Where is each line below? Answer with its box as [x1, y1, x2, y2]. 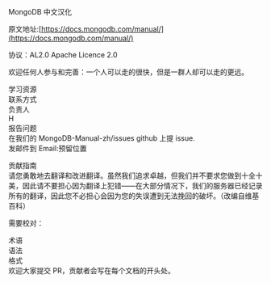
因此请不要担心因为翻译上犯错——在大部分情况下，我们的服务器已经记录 [22, 181, 263, 190]
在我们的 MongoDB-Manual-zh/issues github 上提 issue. [8, 133, 195, 143]
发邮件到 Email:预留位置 [8, 144, 87, 153]
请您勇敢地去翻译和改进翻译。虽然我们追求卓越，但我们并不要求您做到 [8, 171, 242, 180]
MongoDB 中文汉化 [8, 7, 73, 16]
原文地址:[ [8, 24, 42, 34]
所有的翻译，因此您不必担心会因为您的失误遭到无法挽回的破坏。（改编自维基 [8, 191, 260, 201]
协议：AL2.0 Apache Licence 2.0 [8, 50, 119, 59]
